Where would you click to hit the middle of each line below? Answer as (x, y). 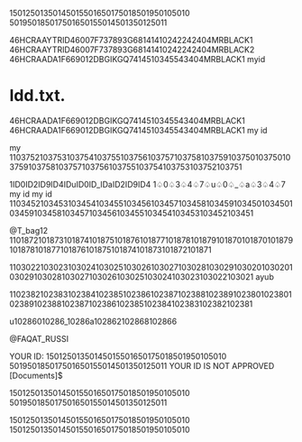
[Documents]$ (36, 375)
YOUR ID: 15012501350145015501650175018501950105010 (118, 356)
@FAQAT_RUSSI (39, 338)
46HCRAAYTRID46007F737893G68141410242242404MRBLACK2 (132, 50)
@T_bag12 (29, 230)
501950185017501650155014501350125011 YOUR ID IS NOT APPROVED (142, 365)
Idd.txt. (37, 96)
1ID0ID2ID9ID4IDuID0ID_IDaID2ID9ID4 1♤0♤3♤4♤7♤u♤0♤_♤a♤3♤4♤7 (147, 184)
